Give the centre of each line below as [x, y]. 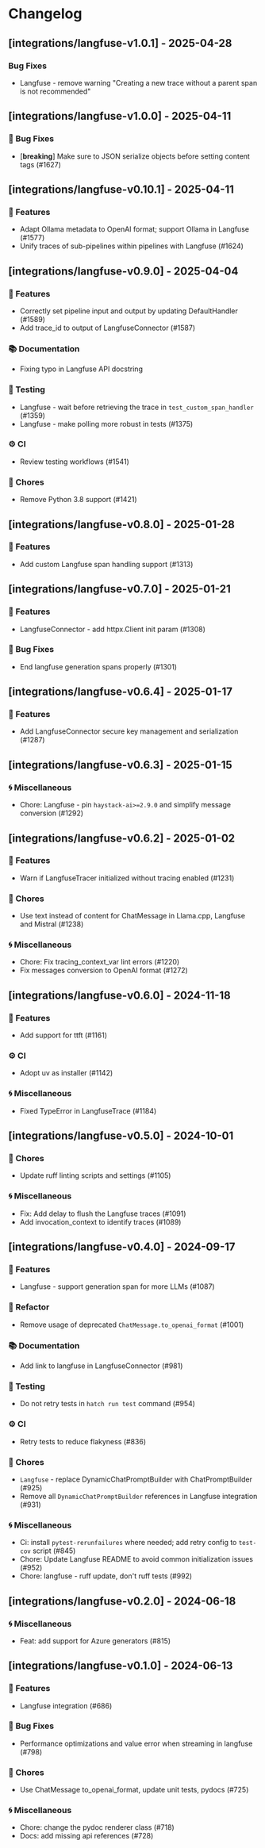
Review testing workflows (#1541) [74, 462]
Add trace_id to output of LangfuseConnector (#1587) [108, 328]
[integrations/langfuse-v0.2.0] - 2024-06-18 [122, 1601]
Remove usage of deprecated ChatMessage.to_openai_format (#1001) [132, 1325]
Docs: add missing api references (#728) [86, 1836]
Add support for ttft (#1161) [63, 1035]
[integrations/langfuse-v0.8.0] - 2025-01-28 [122, 524]
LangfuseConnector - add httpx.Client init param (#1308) [113, 629]
